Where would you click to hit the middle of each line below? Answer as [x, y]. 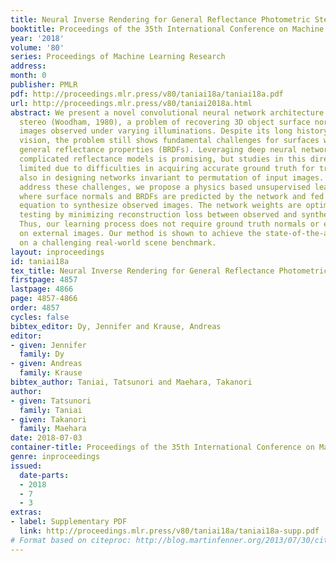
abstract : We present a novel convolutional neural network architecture [167, 112]
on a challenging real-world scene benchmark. [118, 242]
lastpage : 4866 [42, 289]
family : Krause [51, 373]
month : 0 [28, 76]
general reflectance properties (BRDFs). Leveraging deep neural [158, 150]
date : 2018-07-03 [46, 438]
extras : [26, 512]
